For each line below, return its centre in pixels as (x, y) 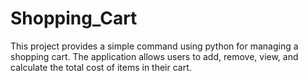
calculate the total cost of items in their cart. (101, 67)
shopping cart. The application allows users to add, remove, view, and (154, 56)
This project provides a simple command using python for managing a (154, 46)
